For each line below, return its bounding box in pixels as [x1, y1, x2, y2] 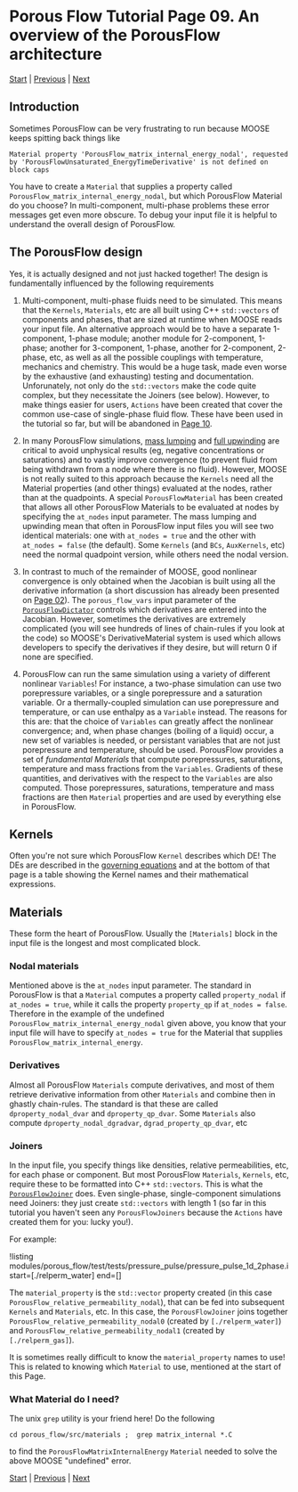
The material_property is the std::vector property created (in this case [9, 1287, 273, 1298]
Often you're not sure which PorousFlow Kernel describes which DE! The [9, 851, 277, 861]
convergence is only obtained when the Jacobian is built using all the [21, 575, 276, 586]
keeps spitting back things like [9, 132, 121, 143]
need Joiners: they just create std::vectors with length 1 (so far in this [9, 1198, 267, 1209]
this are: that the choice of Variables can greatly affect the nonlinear [21, 715, 274, 727]
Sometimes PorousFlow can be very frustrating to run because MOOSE [9, 123, 270, 134]
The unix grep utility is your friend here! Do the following [9, 1414, 215, 1424]
